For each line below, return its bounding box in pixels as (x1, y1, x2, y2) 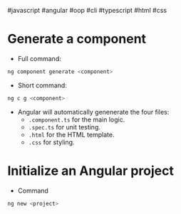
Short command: (17, 81, 68, 90)
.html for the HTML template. (28, 130, 115, 139)
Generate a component (7, 31, 147, 47)
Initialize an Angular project (7, 163, 175, 178)
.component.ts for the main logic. (28, 115, 125, 124)
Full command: (17, 54, 62, 63)
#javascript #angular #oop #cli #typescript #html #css (7, 6, 167, 14)
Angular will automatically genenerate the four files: (17, 107, 170, 116)
